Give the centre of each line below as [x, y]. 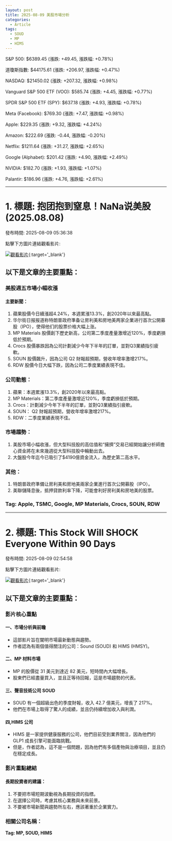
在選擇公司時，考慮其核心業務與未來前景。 [58, 800]
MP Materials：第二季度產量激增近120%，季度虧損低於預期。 [77, 398]
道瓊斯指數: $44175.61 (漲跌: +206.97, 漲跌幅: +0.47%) [63, 69]
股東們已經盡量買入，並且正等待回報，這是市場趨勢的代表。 [76, 678]
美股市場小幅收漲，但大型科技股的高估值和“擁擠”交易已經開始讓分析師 [87, 444]
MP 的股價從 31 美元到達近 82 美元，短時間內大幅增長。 [71, 671]
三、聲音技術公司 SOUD [30, 690]
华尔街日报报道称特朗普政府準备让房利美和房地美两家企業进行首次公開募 [89, 320]
